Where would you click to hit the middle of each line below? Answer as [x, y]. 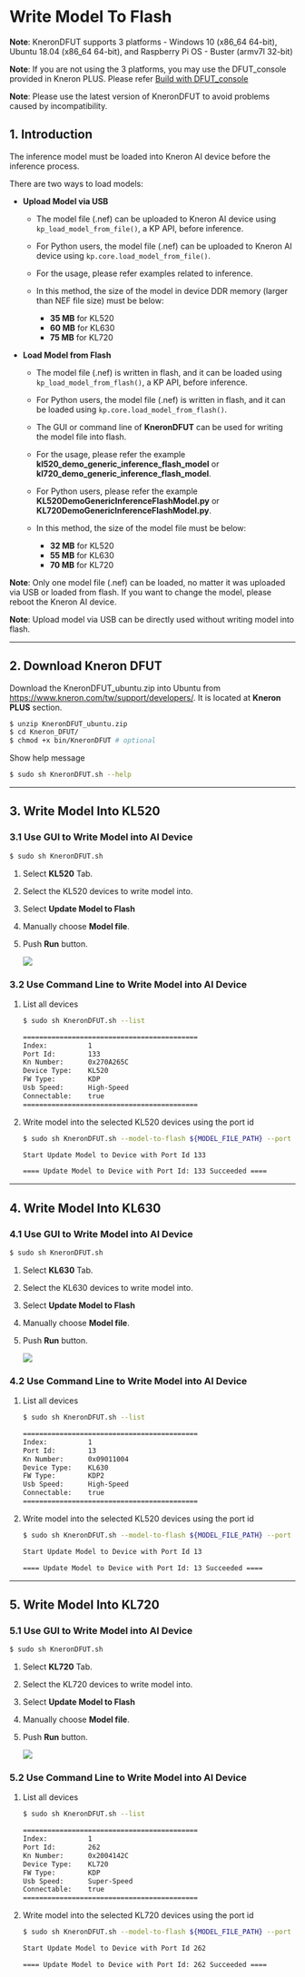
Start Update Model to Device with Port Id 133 [114, 1155]
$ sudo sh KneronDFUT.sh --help [70, 775]
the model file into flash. [81, 437]
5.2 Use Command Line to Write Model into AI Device [128, 1778]
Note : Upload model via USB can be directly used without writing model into [152, 619]
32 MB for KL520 [82, 546]
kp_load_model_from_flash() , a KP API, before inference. [142, 382]
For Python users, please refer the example [117, 491]
